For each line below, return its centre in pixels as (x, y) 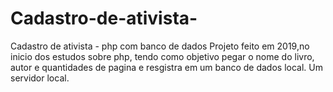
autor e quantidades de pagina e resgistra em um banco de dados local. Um (166, 67)
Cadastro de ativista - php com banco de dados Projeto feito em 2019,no (160, 46)
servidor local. (40, 78)
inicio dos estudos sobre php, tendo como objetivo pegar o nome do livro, (162, 56)
